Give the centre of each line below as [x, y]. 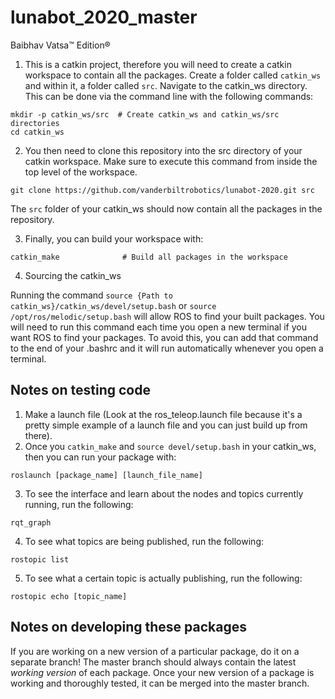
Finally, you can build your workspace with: [114, 238]
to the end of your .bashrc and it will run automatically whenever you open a [167, 348]
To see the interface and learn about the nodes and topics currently [164, 493]
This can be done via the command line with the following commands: [169, 96]
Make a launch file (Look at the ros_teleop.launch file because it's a [163, 414]
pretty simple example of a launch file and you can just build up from [166, 425]
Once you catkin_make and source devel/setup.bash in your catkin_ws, [170, 446]
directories [35, 123]
